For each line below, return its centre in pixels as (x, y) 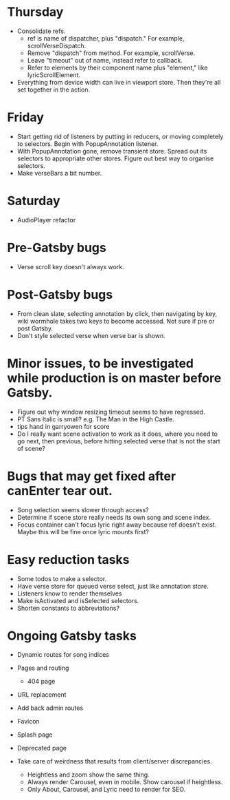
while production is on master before (114, 378)
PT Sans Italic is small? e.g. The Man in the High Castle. (96, 419)
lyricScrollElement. (54, 75)
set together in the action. (54, 90)
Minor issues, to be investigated (101, 363)
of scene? (31, 448)
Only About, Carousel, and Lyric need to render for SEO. (106, 790)
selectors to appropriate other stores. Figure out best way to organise (115, 158)
